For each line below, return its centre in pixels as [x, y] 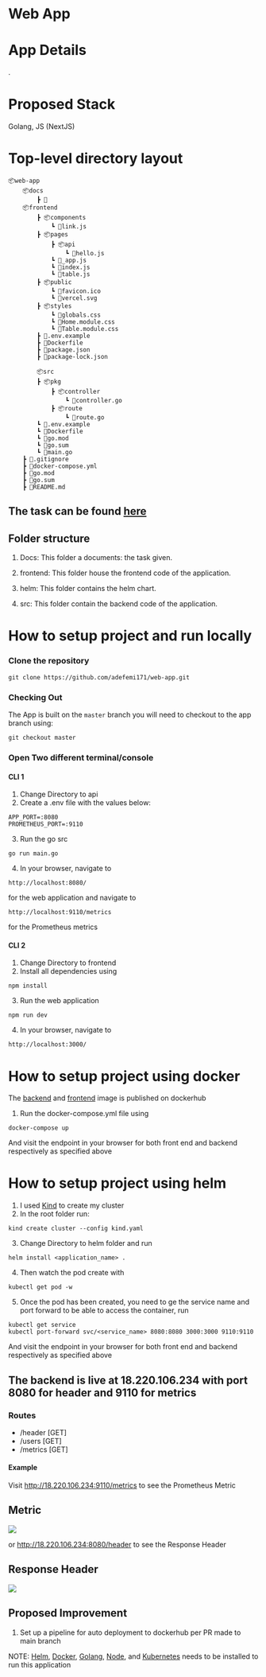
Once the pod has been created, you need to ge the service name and [135, 1302]
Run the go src [44, 839]
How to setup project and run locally [130, 636]
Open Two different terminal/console [81, 757]
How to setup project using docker [124, 1076]
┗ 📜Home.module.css [83, 322]
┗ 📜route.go [85, 418]
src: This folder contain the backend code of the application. [119, 604]
